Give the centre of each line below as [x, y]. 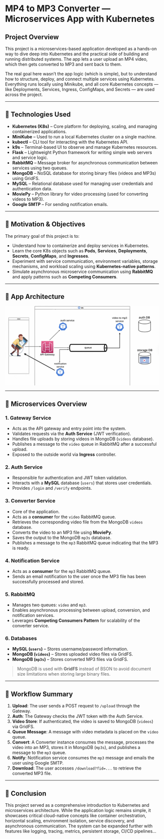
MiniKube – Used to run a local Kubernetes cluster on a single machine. [84, 136]
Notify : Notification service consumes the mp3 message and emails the [83, 758]
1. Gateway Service [28, 418]
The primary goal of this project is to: [42, 236]
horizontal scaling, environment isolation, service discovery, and [70, 821]
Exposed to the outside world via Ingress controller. [64, 454]
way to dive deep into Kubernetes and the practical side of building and [77, 54]
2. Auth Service [24, 467]
